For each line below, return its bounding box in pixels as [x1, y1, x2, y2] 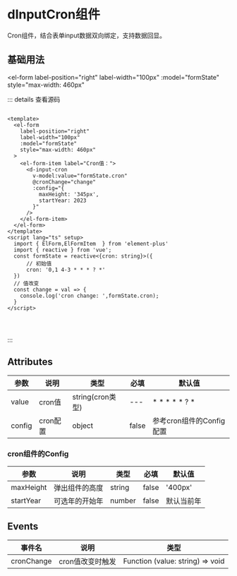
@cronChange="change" [32, 178, 97, 186]
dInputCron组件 [7, 6, 101, 23]
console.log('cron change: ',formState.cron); [20, 292, 159, 299]
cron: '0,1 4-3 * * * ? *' [25, 266, 106, 273]
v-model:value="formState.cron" [32, 172, 128, 179]
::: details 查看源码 [7, 95, 61, 103]
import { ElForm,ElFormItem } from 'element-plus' [13, 240, 169, 247]
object [72, 421, 94, 431]
